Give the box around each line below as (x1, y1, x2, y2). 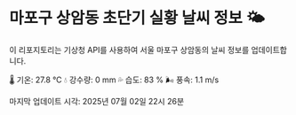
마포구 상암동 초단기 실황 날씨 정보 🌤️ (9, 8, 265, 28)
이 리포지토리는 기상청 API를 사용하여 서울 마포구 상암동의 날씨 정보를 (9, 44, 250, 55)
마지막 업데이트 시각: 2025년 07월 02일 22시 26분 (9, 96, 185, 106)
